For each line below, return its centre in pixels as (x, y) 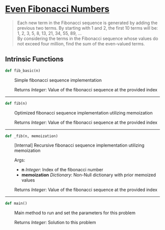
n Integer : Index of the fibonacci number (62, 170)
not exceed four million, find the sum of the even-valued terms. (81, 43)
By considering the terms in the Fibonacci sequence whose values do (88, 38)
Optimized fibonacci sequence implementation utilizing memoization (84, 113)
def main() (16, 203)
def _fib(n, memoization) (31, 136)
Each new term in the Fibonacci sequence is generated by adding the (87, 23)
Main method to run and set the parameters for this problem (75, 213)
